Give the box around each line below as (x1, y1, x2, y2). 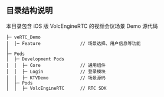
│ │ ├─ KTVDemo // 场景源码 (6, 75, 106, 81)
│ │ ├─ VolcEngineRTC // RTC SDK (6, 85, 107, 91)
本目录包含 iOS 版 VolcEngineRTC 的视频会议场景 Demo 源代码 (6, 22, 158, 30)
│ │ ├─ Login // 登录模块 (6, 69, 106, 75)
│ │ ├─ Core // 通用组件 (6, 62, 106, 68)
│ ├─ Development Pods (6, 56, 65, 62)
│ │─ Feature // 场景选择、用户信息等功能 (6, 40, 141, 46)
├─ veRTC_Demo (6, 34, 41, 40)
